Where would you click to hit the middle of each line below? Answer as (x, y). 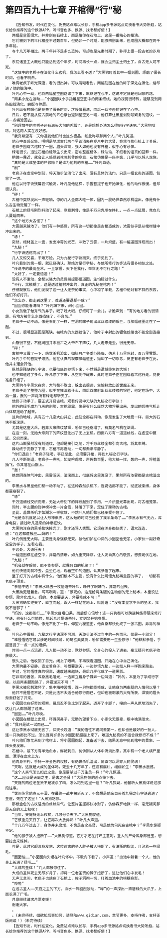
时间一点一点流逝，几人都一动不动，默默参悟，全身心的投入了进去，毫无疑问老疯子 (84, 650)
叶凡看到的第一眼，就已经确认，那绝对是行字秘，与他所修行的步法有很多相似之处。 (84, 263)
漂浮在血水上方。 (27, 756)
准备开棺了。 (16, 380)
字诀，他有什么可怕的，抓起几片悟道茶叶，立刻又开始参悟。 (57, 618)
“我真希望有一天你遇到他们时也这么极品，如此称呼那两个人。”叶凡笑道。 (74, 136)
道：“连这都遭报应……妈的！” (30, 534)
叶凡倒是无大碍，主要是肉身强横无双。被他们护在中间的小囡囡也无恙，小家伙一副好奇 (86, 539)
